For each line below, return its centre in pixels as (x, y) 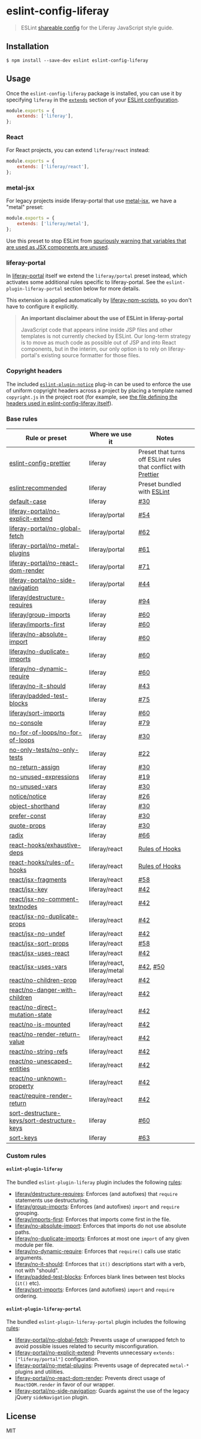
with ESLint (154, 492)
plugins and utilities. (39, 1372)
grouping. (27, 1213)
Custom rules (26, 1156)
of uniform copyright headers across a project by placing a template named (99, 390)
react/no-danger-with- (43, 990)
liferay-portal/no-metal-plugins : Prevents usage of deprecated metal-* (102, 1365)
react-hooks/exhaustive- (45, 845)
